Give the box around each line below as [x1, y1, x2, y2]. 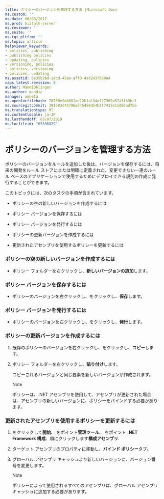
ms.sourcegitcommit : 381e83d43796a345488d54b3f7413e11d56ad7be [5, 103, 137, 108]
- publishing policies [5, 53, 51, 58]
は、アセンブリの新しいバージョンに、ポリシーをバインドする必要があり [12, 397, 158, 403]
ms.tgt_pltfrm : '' [5, 35, 43, 40]
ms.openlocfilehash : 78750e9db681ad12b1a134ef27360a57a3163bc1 [5, 99, 137, 104]
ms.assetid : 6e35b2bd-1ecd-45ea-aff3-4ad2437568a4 [5, 76, 111, 81]
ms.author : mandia [5, 89, 43, 94]
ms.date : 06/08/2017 [5, 16, 47, 21]
